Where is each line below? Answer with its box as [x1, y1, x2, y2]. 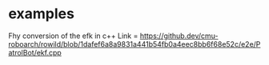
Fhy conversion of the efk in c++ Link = [8, 31, 139, 40]
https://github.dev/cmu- [139, 31, 219, 40]
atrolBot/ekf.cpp [8, 48, 62, 57]
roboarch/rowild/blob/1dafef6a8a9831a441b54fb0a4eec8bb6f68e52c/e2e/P [8, 39, 261, 48]
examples [8, 5, 74, 23]
